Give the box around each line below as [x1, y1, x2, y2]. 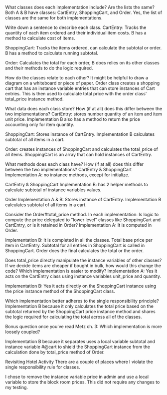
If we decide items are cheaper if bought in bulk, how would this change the [5, 263, 161, 269]
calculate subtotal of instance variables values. [5, 187, 102, 193]
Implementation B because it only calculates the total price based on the [5, 303, 154, 309]
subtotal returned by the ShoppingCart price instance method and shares [5, 309, 156, 314]
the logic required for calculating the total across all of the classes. [5, 314, 142, 320]
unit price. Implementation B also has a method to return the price [5, 116, 141, 122]
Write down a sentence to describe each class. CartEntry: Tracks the [5, 24, 147, 30]
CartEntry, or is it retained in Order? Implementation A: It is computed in [5, 222, 152, 228]
